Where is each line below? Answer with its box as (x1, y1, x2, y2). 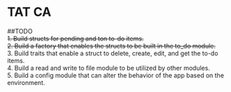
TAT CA (7, 4, 51, 20)
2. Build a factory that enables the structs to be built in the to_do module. (7, 42, 216, 50)
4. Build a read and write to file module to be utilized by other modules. (7, 64, 210, 72)
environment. (7, 78, 45, 86)
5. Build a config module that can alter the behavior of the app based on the (7, 71, 225, 80)
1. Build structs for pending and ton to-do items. (7, 34, 144, 42)
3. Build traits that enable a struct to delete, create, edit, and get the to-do (7, 49, 218, 57)
